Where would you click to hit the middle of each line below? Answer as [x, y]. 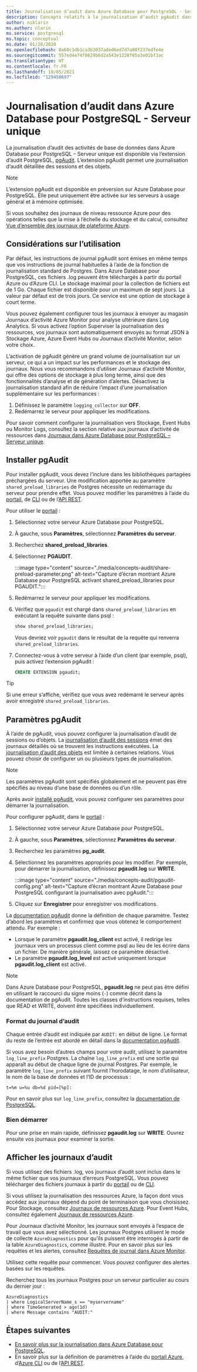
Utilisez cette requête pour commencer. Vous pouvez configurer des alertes [98, 1262]
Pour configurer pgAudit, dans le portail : [55, 817]
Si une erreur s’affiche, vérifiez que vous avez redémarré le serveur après [95, 695]
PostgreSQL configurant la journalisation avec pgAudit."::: [84, 893]
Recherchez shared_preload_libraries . [62, 544]
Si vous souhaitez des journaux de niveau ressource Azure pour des [89, 213]
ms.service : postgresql [35, 34]
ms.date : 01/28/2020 [31, 45]
